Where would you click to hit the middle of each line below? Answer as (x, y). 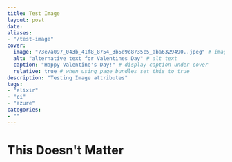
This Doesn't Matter (66, 150)
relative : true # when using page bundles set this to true (101, 71)
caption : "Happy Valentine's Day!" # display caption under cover (111, 65)
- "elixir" (23, 90)
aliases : (20, 33)
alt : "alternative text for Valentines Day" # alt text (95, 59)
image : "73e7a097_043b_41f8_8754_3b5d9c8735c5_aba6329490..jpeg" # (113, 52)
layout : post (26, 20)
